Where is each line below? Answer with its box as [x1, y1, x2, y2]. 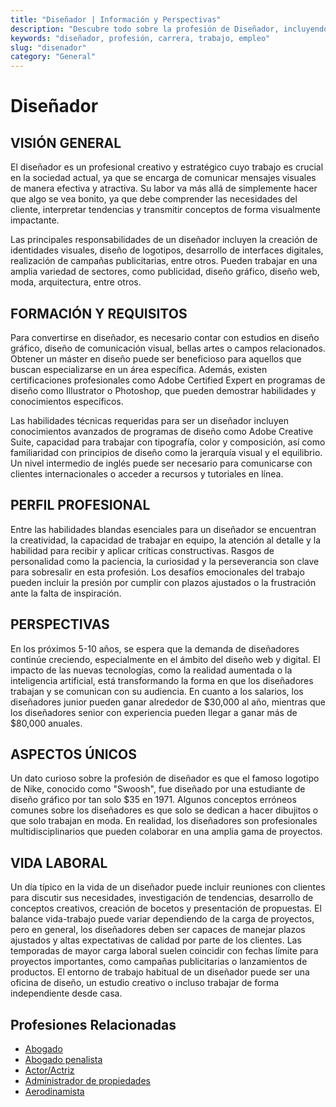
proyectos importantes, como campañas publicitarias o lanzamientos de [10, 956, 308, 968]
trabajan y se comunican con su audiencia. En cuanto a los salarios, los [10, 685, 304, 697]
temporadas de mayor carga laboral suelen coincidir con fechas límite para [10, 945, 319, 957]
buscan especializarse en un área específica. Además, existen [10, 363, 268, 375]
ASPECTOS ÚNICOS [10, 746, 138, 763]
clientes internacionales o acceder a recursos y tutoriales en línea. [10, 467, 284, 480]
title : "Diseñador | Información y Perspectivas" [10, 14, 222, 25]
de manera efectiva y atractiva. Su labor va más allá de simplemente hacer [10, 182, 318, 195]
